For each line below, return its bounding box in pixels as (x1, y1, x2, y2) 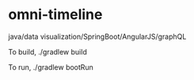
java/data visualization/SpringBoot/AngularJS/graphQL (8, 32, 187, 41)
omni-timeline (8, 6, 103, 24)
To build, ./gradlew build (8, 47, 87, 56)
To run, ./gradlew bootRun (8, 62, 93, 72)
